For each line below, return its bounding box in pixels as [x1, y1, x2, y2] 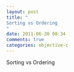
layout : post [6, 8, 39, 15]
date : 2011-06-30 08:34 [6, 31, 66, 37]
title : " [6, 14, 28, 20]
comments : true [6, 37, 45, 43]
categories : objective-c [6, 43, 69, 49]
